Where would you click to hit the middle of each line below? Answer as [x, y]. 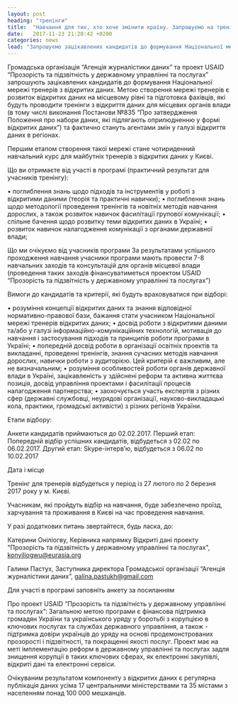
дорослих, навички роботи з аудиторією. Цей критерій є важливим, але [116, 361]
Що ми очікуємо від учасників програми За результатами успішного [112, 250]
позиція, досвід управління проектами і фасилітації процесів [99, 383]
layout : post [27, 14]
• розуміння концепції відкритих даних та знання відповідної [100, 308]
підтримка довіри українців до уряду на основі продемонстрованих [110, 634]
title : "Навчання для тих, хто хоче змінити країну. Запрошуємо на [110, 27]
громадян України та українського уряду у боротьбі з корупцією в [108, 619]
